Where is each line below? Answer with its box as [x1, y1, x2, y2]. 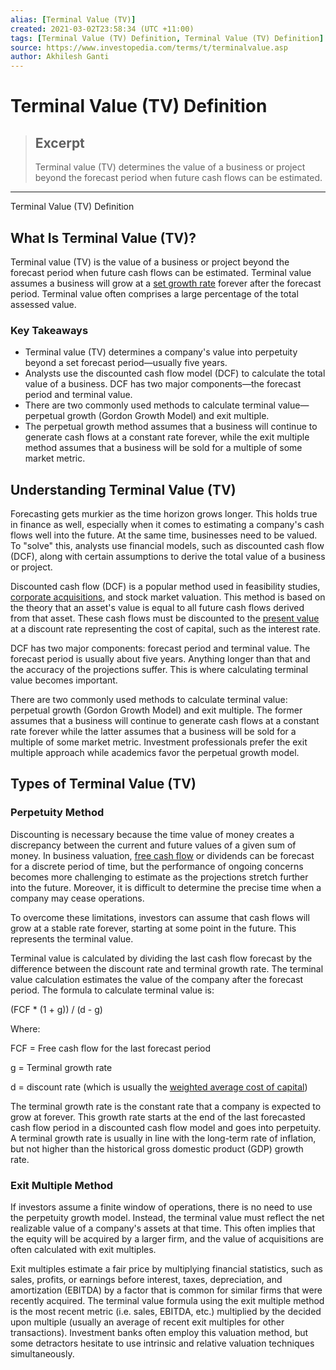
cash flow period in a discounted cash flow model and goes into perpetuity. [10, 1121, 322, 1133]
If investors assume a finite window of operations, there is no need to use [10, 1201, 313, 1213]
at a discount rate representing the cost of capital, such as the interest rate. [10, 623, 322, 635]
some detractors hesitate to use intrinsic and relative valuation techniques [10, 1337, 315, 1350]
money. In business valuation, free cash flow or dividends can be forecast [10, 849, 315, 861]
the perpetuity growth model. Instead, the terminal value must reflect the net [10, 1212, 325, 1224]
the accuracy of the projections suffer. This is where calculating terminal [10, 664, 309, 676]
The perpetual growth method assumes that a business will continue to [24, 421, 318, 433]
